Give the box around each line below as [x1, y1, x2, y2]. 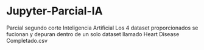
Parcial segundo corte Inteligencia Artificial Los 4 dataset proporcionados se [6, 24, 199, 31]
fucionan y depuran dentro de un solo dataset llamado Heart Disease [6, 30, 180, 37]
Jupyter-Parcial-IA [6, 4, 103, 18]
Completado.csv [6, 37, 47, 44]
